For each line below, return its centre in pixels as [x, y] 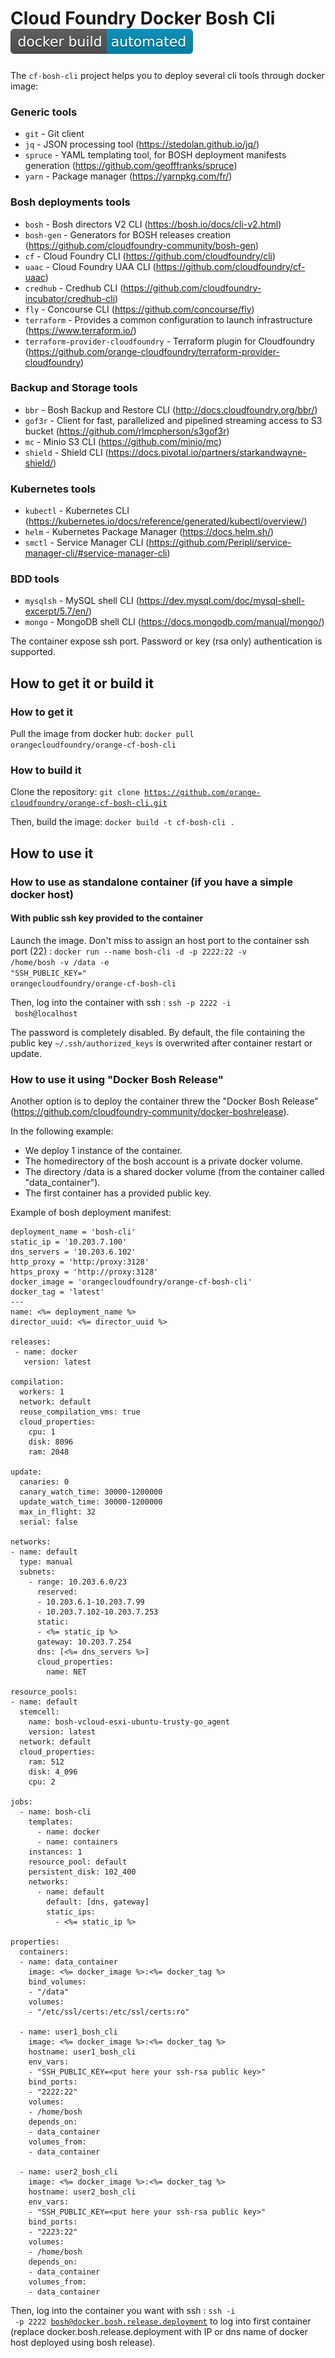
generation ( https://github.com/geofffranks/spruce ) [131, 166]
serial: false [48, 1522]
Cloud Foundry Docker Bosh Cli [143, 18]
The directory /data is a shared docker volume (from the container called [174, 1172]
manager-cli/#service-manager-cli [96, 553]
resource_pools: [44, 1692]
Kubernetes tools [53, 489]
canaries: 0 [44, 1482]
